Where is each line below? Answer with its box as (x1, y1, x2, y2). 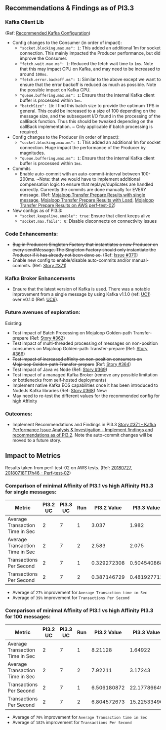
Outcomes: (5, 410, 33, 417)
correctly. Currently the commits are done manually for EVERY (19, 186, 147, 192)
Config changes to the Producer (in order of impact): (12, 134, 120, 140)
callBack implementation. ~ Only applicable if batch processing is (19, 123, 153, 129)
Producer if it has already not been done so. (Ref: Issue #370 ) (12, 252, 138, 258)
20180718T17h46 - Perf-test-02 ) (5, 470, 71, 476)
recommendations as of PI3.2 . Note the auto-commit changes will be (12, 432, 153, 438)
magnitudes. (19, 150, 45, 156)
